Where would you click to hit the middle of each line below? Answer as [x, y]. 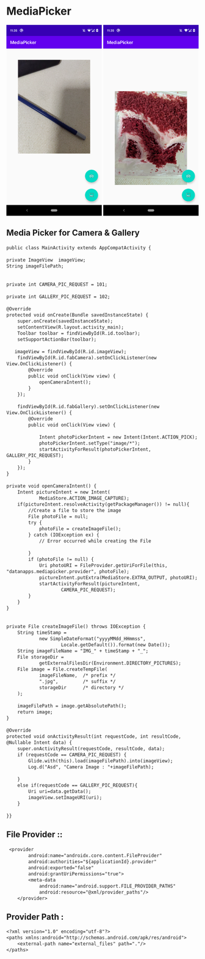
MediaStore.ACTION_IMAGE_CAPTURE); [84, 498]
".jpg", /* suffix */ [77, 681]
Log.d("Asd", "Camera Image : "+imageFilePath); [91, 767]
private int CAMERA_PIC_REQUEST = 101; [57, 284]
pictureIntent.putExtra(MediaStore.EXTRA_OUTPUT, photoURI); [118, 578]
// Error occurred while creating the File [95, 541]
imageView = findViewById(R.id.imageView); [70, 352]
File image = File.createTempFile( [63, 669]
